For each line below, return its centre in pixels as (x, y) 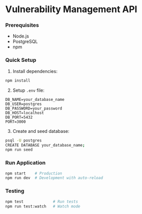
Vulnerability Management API (71, 9)
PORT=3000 (16, 122)
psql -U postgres (24, 140)
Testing (15, 191)
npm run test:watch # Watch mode (43, 206)
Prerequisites (22, 25)
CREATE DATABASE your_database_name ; (45, 145)
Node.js (21, 36)
